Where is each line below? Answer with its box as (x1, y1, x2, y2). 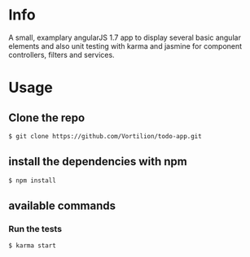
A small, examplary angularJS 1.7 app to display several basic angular (8, 33, 242, 42)
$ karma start (8, 242, 57, 250)
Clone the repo (8, 111, 86, 124)
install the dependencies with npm (8, 155, 187, 168)
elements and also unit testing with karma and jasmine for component (8, 41, 243, 50)
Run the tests (8, 223, 63, 234)
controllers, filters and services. (8, 50, 116, 59)
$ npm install (8, 176, 57, 185)
